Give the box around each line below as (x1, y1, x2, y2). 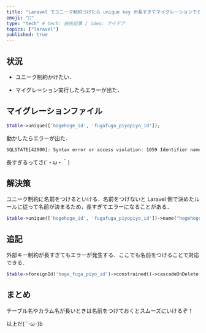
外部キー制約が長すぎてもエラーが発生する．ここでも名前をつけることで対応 (6, 252, 199, 258)
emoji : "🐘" (6, 15, 34, 21)
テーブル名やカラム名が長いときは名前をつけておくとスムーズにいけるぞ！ (6, 307, 194, 314)
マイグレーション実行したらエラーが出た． (15, 86, 123, 94)
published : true (6, 32, 48, 38)
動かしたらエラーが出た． (6, 134, 71, 141)
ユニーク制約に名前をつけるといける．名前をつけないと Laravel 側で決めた (6, 195, 194, 203)
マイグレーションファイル (6, 106, 103, 116)
